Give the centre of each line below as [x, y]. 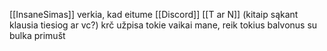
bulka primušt [37, 35]
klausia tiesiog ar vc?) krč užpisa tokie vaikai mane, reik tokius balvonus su [163, 25]
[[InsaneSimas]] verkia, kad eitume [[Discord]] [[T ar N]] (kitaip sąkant [154, 14]
